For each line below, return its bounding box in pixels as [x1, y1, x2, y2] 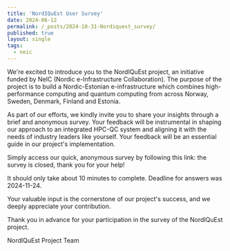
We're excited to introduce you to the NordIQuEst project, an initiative [7, 67, 204, 76]
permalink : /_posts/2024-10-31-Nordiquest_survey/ [7, 23, 156, 30]
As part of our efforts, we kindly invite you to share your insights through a [7, 110, 219, 118]
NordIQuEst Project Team [7, 236, 79, 244]
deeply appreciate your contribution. [7, 202, 111, 210]
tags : [7, 42, 23, 49]
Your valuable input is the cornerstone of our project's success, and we [7, 194, 211, 203]
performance [7, 89, 45, 97]
